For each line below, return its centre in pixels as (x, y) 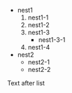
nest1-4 (39, 47)
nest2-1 (39, 62)
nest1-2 (39, 25)
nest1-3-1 (52, 40)
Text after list (26, 83)
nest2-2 (39, 70)
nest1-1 (38, 17)
